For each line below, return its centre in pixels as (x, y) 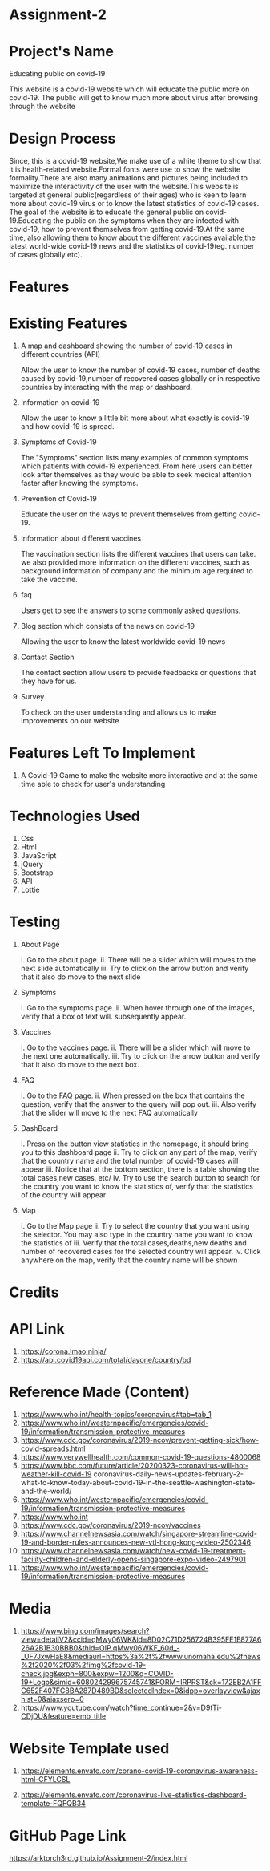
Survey (32, 697)
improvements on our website (70, 721)
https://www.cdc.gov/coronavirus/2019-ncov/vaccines (111, 1525)
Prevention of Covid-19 (58, 499)
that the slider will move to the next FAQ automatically (109, 1113)
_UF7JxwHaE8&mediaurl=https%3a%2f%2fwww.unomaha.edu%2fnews (141, 1656)
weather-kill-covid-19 (56, 1474)
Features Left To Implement (102, 753)
